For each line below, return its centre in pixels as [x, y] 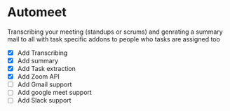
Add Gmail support [45, 84]
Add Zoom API [38, 77]
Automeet [37, 12]
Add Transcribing [42, 53]
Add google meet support [55, 93]
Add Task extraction [46, 69]
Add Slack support [44, 100]
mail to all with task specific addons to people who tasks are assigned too [114, 39]
